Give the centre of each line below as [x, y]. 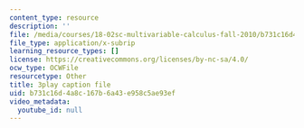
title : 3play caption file [60, 85]
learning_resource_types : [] [64, 51]
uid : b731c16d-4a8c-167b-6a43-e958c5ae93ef [93, 93]
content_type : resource [54, 18]
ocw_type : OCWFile [44, 69]
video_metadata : [40, 101]
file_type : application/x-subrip [72, 43]
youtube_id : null [50, 110]
